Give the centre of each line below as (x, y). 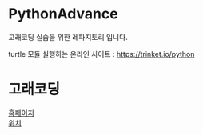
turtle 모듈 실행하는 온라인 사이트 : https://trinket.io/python (101, 54)
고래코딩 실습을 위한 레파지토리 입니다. (68, 37)
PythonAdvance (63, 14)
